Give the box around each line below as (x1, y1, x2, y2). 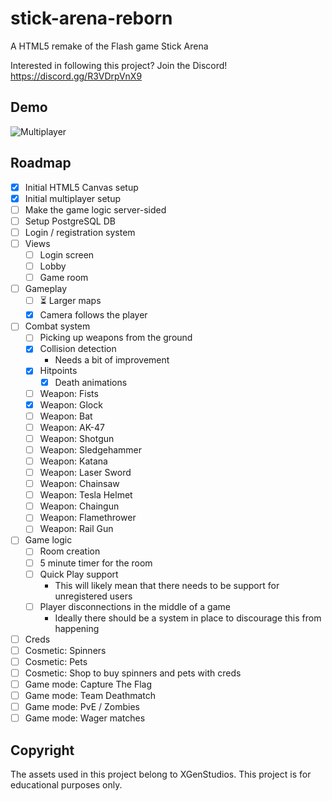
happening (54, 622, 100, 634)
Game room (39, 272, 89, 284)
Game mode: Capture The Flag (24, 678, 152, 690)
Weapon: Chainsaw (39, 478, 120, 490)
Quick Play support (39, 568, 119, 580)
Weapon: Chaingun (39, 500, 120, 512)
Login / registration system (24, 226, 136, 238)
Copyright (10, 742, 75, 759)
